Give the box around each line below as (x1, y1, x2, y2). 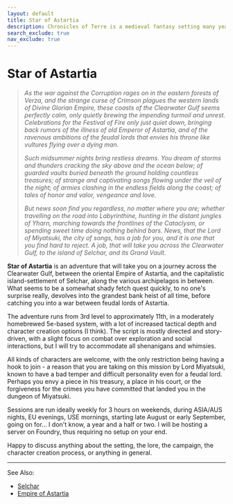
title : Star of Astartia (7, 17, 79, 24)
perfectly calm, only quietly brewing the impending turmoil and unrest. (24, 111, 226, 119)
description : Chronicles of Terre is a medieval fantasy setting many (7, 23, 216, 30)
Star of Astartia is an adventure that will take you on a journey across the (7, 262, 217, 271)
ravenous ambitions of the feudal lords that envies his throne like (24, 133, 210, 142)
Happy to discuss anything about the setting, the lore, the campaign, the (7, 442, 214, 450)
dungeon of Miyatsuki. (7, 392, 71, 401)
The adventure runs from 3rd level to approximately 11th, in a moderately (7, 312, 214, 321)
